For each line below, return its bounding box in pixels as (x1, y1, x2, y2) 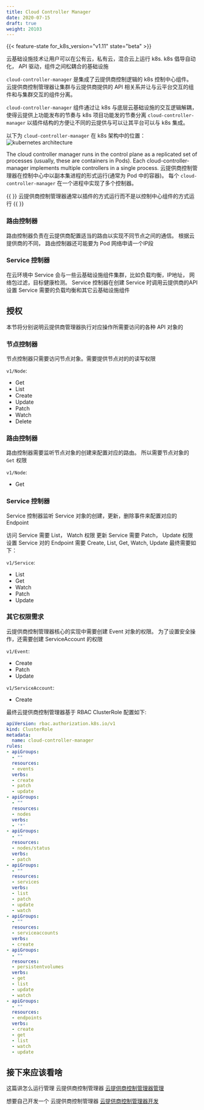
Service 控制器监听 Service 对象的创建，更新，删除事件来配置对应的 (6, 512, 177, 519)
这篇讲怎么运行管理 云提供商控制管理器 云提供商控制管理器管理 (6, 1084, 164, 1092)
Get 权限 (6, 457, 27, 464)
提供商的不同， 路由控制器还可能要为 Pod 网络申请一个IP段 (6, 239, 154, 247)
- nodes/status (12, 845, 51, 851)
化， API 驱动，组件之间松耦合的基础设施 (6, 63, 109, 70)
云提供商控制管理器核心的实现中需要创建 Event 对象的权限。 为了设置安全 (6, 628, 191, 635)
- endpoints (12, 1015, 43, 1021)
